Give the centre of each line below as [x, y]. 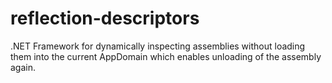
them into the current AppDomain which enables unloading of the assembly [166, 56]
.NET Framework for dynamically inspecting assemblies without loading [158, 46]
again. [23, 67]
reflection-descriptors [105, 18]
